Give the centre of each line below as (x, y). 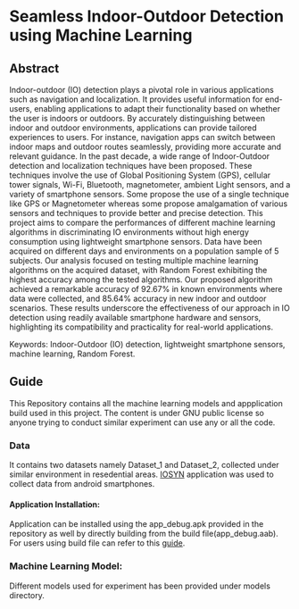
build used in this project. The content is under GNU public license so (137, 413)
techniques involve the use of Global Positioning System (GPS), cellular (140, 175)
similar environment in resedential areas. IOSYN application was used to (141, 474)
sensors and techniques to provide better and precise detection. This (136, 213)
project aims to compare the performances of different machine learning (142, 222)
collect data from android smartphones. (82, 484)
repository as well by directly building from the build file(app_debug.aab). (144, 534)
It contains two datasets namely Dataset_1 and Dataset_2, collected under (144, 465)
